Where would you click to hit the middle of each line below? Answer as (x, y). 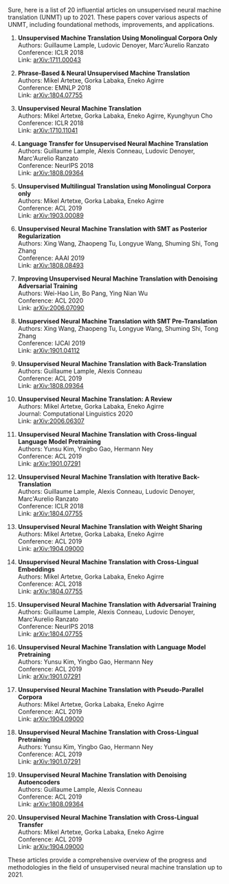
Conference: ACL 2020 (51, 301)
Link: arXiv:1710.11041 (48, 130)
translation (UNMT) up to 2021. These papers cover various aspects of (108, 17)
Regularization (39, 236)
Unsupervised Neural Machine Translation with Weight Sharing (110, 527)
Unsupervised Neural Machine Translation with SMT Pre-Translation (117, 321)
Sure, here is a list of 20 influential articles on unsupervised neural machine (115, 10)
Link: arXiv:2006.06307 (51, 421)
